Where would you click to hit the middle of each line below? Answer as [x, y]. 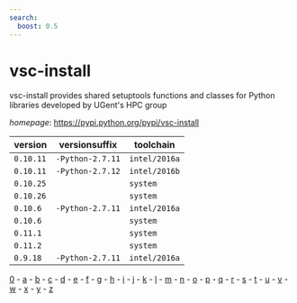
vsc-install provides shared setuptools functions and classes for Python [142, 96]
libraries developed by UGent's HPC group [88, 106]
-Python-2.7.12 [88, 171]
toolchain [154, 145]
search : [24, 18]
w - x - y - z [31, 289]
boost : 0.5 [38, 26]
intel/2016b [155, 171]
